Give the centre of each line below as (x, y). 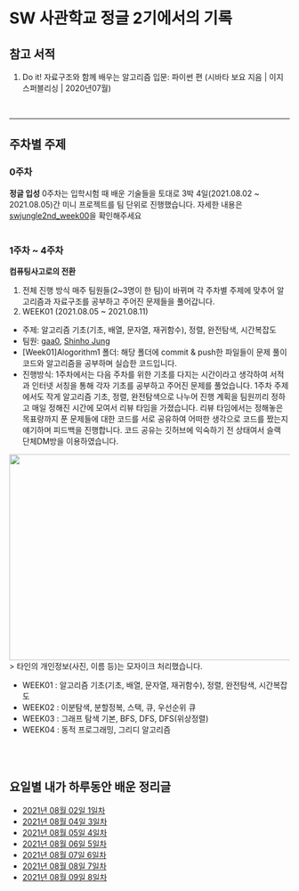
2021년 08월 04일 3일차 (65, 822)
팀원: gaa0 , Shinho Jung (66, 340)
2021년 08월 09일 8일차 (65, 877)
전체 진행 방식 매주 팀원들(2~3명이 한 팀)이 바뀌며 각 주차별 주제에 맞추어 (149, 290)
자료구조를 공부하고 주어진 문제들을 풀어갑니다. (134, 301)
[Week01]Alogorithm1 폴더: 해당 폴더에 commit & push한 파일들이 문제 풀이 (154, 352)
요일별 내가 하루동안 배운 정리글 (90, 787)
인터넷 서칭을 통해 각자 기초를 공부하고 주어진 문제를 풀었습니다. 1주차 (152, 385)
